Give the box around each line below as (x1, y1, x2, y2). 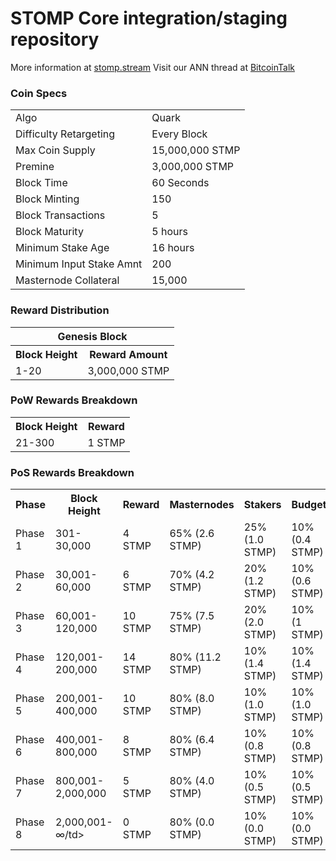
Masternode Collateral (15, 273, 120, 287)
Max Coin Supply (15, 143, 96, 157)
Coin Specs (10, 86, 68, 100)
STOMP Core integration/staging (10, 7, 288, 30)
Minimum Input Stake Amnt (15, 257, 143, 271)
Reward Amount (89, 347, 168, 361)
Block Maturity (15, 225, 84, 239)
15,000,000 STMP (151, 143, 241, 157)
